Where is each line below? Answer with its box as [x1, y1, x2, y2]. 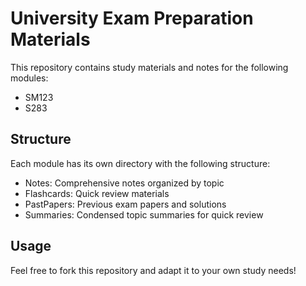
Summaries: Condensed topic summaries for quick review [24, 208, 264, 221]
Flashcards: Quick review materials [24, 187, 170, 199]
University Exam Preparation [10, 7, 254, 30]
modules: [10, 72, 49, 84]
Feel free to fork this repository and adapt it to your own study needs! [10, 264, 297, 276]
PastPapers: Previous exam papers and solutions [24, 198, 227, 210]
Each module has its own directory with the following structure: [10, 157, 271, 169]
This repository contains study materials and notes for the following [10, 61, 289, 73]
